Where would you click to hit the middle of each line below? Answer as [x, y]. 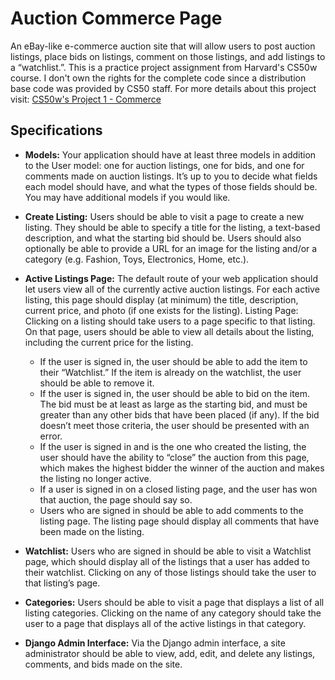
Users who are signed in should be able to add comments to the [171, 510]
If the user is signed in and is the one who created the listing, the [173, 446]
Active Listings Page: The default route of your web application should [171, 278]
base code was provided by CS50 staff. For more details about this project [163, 88]
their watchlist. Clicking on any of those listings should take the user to [170, 572]
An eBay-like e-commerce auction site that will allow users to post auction [163, 46]
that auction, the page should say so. [116, 499]
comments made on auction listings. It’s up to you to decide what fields [171, 176]
